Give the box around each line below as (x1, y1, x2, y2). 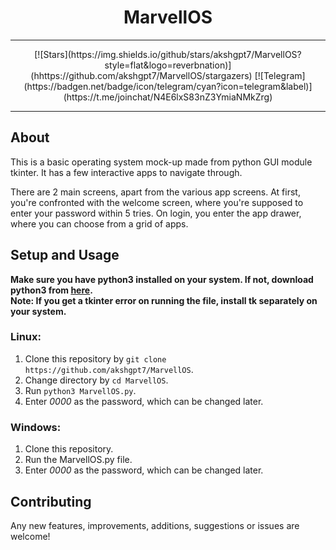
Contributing (10, 493, 92, 510)
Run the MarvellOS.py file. (24, 454, 133, 466)
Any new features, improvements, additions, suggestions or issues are (10, 519, 300, 531)
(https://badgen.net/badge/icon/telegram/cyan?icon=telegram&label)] (23, 80, 313, 92)
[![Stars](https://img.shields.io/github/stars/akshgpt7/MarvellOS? (34, 48, 302, 60)
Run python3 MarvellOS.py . (24, 384, 137, 396)
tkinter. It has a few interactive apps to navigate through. (10, 166, 243, 178)
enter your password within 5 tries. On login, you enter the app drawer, (10, 207, 302, 219)
